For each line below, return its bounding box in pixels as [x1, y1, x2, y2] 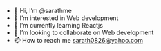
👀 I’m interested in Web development [13, 14, 119, 22]
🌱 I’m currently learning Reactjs [13, 21, 104, 29]
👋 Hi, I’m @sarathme [13, 7, 73, 14]
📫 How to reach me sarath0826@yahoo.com [13, 37, 144, 44]
